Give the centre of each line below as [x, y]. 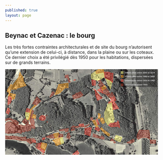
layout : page [18, 15]
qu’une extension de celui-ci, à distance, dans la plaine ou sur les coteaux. [80, 52]
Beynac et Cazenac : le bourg [50, 36]
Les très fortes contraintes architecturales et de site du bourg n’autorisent [79, 47]
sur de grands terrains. [28, 62]
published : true [21, 10]
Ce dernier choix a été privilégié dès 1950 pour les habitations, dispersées [79, 58]
